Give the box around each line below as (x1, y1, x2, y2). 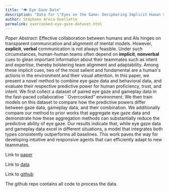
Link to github (5, 171, 34, 177)
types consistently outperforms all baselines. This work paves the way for (5, 131, 158, 137)
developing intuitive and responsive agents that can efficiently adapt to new (5, 137, 162, 143)
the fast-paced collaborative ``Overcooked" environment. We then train (5, 94, 153, 100)
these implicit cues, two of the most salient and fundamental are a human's (5, 67, 161, 73)
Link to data (5, 161, 30, 167)
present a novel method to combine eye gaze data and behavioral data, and (5, 78, 162, 84)
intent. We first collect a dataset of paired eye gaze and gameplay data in (5, 88, 157, 94)
